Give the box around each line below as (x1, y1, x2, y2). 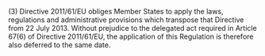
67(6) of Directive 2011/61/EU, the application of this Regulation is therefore (8, 32, 254, 41)
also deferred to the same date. (8, 40, 111, 50)
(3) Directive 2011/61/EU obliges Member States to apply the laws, (8, 7, 224, 16)
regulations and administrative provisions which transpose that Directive (8, 15, 244, 24)
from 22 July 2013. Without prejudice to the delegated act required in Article (8, 24, 257, 32)
